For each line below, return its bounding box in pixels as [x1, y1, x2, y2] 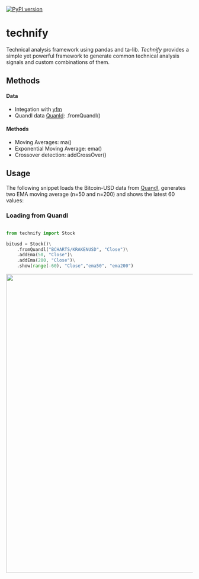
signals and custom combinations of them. [6, 58, 110, 65]
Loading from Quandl [6, 211, 69, 219]
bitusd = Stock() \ [6, 241, 52, 247]
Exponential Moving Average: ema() [14, 145, 102, 152]
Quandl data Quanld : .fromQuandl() [14, 112, 101, 119]
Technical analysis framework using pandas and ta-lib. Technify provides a [6, 46, 190, 53]
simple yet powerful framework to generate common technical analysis [6, 52, 179, 59]
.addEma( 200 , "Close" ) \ [17, 257, 76, 263]
